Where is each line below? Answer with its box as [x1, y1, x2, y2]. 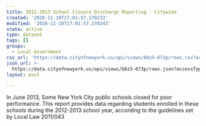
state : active [6, 26, 43, 32]
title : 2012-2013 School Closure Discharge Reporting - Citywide [6, 9, 177, 15]
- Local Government [12, 49, 62, 55]
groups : [6, 43, 26, 50]
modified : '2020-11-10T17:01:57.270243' [6, 20, 112, 26]
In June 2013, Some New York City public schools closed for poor [6, 94, 172, 101]
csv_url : [6, 54, 29, 61]
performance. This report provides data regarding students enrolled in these [6, 100, 199, 108]
